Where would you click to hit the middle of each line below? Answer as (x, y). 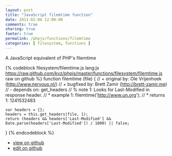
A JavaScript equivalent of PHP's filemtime (51, 58)
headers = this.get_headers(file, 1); (47, 114)
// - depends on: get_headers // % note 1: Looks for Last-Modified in (78, 90)
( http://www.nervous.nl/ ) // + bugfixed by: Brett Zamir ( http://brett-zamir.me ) (86, 84)
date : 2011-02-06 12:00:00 (34, 19)
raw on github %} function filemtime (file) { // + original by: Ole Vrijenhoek (83, 79)
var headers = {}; (25, 110)
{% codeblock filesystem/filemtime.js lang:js (52, 68)
